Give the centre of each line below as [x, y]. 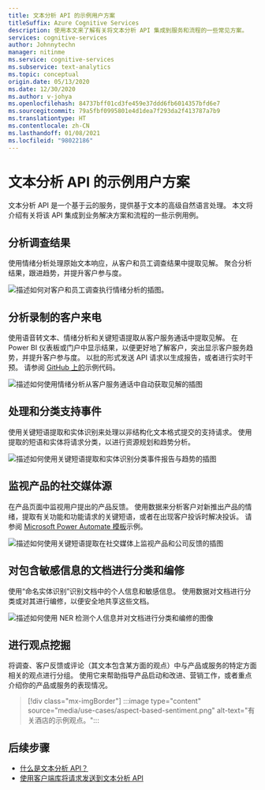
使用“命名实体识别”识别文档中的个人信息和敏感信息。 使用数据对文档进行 [126, 591]
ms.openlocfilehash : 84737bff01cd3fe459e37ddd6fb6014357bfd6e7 [114, 104]
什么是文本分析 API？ [54, 769]
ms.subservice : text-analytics [60, 67]
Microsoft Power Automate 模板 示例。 [85, 526]
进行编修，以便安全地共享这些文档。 [94, 601]
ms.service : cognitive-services [61, 60]
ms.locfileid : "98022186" [50, 140]
